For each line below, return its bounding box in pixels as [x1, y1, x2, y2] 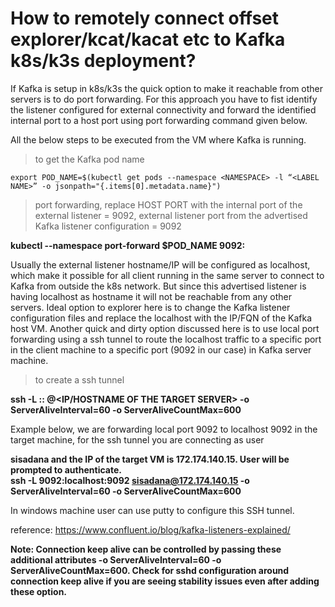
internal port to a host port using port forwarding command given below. [10, 114, 308, 126]
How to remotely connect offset [10, 7, 280, 30]
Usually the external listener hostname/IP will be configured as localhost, [10, 258, 311, 271]
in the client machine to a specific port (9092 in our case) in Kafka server [10, 343, 312, 356]
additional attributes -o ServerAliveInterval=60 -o [10, 553, 222, 566]
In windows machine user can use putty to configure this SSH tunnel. [10, 504, 295, 516]
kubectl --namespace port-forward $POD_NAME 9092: [10, 239, 246, 251]
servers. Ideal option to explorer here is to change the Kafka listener [10, 301, 291, 313]
